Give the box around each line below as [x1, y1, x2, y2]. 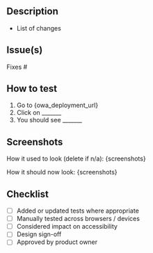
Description [6, 6, 58, 17]
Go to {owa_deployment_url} [16, 101, 99, 110]
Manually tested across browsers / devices [16, 215, 140, 223]
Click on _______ [16, 108, 62, 117]
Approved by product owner [16, 238, 98, 246]
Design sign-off [16, 230, 62, 238]
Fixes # [6, 63, 28, 71]
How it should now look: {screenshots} [6, 168, 118, 177]
